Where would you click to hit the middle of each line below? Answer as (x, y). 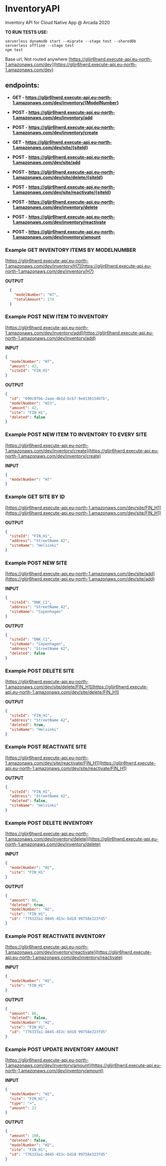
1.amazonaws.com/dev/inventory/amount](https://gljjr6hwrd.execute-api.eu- (83, 1065)
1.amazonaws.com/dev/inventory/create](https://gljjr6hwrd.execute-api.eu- (82, 450)
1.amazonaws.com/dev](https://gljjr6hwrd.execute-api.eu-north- (71, 64)
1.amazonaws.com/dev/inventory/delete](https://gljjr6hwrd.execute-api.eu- (82, 839)
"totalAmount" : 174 (34, 299)
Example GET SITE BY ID (35, 497)
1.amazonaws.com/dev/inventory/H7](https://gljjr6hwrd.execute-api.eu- (78, 266)
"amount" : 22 (23, 1108)
